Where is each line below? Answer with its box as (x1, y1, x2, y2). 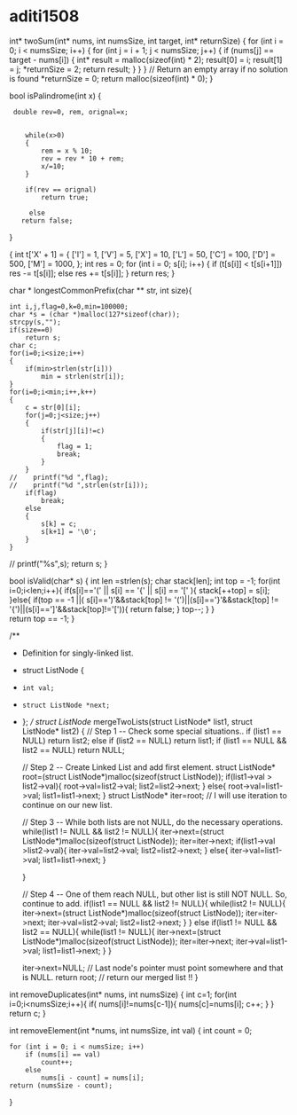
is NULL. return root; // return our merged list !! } (21, 971, 199, 982)
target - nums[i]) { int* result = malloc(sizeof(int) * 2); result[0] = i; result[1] (9, 54, 283, 65)
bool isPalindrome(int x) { (9, 90, 102, 101)
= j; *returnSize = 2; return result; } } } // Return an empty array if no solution (9, 64, 288, 75)
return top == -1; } (9, 613, 75, 624)
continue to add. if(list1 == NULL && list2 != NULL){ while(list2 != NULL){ (21, 898, 286, 908)
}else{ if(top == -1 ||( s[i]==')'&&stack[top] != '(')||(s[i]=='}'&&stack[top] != (9, 594, 279, 605)
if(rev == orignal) (25, 185, 98, 194)
